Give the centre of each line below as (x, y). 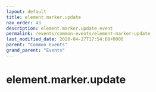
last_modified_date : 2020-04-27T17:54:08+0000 (65, 39)
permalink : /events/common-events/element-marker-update (78, 34)
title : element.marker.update (44, 17)
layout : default (26, 12)
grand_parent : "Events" (36, 50)
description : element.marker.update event (60, 28)
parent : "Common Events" (37, 45)
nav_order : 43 (24, 23)
